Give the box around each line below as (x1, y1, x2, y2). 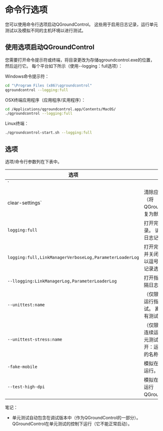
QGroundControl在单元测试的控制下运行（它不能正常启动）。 (12, 421, 132, 427)
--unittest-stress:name (7, 336, 63, 342)
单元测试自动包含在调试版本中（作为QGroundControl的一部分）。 (12, 414, 141, 420)
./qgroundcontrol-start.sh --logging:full (5, 130, 92, 135)
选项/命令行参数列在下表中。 (5, 158, 62, 164)
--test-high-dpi (7, 384, 45, 389)
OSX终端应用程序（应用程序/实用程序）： (5, 97, 86, 103)
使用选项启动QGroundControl (5, 43, 95, 52)
